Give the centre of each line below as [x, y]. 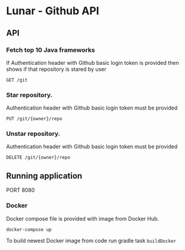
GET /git [17, 80]
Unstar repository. [33, 134]
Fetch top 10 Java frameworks [51, 50]
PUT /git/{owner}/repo [34, 119]
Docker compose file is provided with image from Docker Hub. [83, 218]
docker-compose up [29, 229]
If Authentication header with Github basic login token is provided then [93, 62]
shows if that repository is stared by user [56, 69]
